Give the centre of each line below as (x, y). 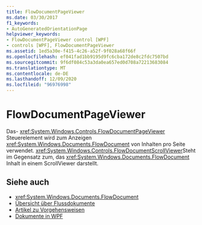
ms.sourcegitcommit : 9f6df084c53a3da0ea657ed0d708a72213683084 (87, 62)
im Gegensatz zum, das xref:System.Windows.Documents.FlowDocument (98, 157)
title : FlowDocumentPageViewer (46, 12)
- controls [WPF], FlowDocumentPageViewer (60, 46)
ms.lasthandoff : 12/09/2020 (42, 79)
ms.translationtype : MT (36, 68)
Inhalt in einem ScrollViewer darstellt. (52, 163)
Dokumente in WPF (39, 216)
